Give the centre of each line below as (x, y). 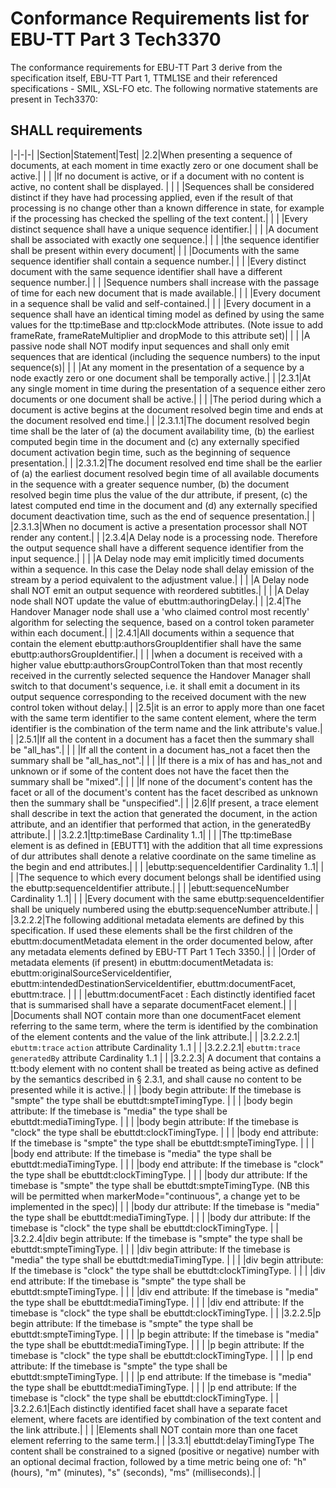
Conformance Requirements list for (160, 18)
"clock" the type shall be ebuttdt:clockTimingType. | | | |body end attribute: (164, 1132)
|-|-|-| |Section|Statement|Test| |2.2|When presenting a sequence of (151, 154)
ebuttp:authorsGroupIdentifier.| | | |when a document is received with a (156, 654)
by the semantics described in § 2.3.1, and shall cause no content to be (156, 1079)
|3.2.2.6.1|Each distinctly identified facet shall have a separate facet (149, 1408)
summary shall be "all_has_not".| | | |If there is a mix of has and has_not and (166, 760)
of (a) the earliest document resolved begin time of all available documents (165, 473)
